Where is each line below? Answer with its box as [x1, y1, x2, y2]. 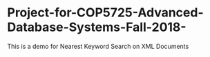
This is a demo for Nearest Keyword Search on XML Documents [7, 42, 189, 50]
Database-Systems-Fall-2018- [7, 19, 187, 35]
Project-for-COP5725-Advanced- [7, 5, 204, 21]
